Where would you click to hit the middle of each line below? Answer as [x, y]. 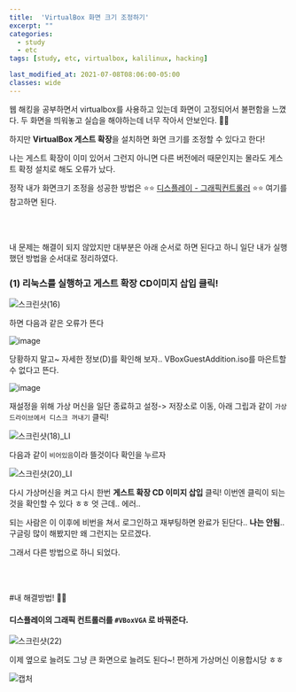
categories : [31, 34]
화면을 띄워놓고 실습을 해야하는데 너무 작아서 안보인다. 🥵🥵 [129, 120]
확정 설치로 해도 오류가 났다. [67, 168]
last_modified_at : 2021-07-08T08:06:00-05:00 [94, 75]
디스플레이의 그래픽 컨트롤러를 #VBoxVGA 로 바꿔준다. [99, 619]
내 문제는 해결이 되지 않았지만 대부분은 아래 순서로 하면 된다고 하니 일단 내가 [140, 247]
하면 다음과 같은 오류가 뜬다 [57, 323]
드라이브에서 [27, 418]
